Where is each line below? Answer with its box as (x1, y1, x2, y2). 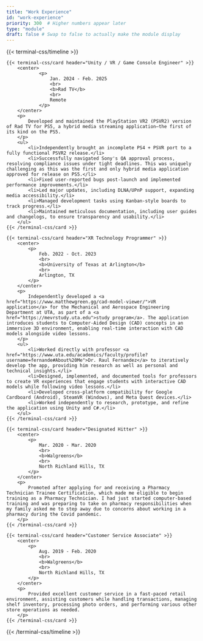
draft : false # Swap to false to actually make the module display (6, 32, 181, 38)
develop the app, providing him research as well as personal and (6, 362, 178, 369)
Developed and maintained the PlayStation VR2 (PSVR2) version (28, 118, 191, 124)
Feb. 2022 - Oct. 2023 (38, 251, 97, 257)
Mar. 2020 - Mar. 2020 (38, 443, 97, 449)
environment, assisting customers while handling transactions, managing (6, 596, 198, 603)
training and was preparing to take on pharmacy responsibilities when (6, 501, 191, 507)
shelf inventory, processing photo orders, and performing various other (6, 602, 198, 608)
